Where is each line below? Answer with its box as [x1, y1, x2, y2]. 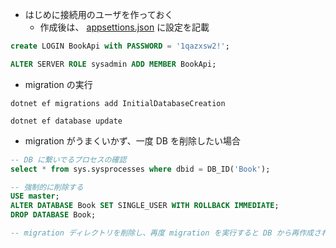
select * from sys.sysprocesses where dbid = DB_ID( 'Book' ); [10, 164, 271, 174]
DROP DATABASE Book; [10, 210, 97, 220]
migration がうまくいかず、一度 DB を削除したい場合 [24, 134, 241, 147]
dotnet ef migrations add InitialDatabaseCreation [10, 98, 226, 108]
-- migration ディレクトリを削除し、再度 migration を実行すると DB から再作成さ [10, 228, 322, 238]
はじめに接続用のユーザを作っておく [24, 9, 174, 20]
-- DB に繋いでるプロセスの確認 [10, 154, 127, 165]
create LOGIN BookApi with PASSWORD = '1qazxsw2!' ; [10, 41, 230, 51]
